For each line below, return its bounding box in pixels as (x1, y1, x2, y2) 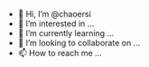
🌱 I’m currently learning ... (17, 28, 115, 38)
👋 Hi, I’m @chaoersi (17, 9, 92, 19)
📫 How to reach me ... (17, 48, 102, 58)
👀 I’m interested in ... (17, 18, 95, 29)
